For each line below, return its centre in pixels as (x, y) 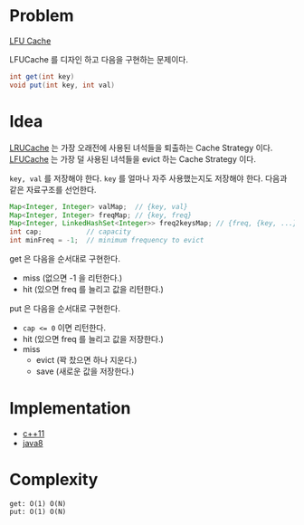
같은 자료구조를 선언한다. (53, 189)
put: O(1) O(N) (38, 511)
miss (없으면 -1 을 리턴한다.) (72, 278)
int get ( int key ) (42, 76)
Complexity (54, 480)
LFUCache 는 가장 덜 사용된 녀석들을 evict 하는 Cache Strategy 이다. (133, 158)
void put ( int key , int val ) (62, 85)
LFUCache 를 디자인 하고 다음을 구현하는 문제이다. (99, 59)
